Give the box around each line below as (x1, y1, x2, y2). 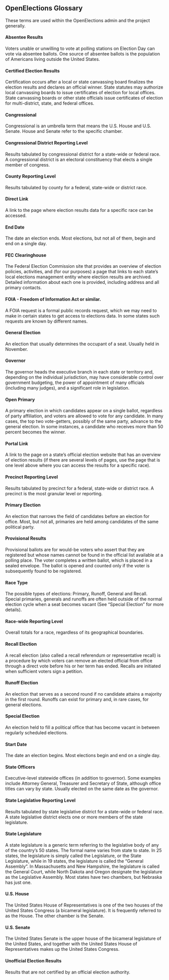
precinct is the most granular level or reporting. (5, 490, 103, 496)
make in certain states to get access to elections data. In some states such (5, 313, 160, 319)
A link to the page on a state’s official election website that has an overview (5, 451, 161, 458)
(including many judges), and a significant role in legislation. (5, 385, 130, 391)
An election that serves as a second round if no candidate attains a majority (5, 691, 162, 697)
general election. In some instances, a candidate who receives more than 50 (5, 424, 163, 430)
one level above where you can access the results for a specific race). (5, 463, 151, 469)
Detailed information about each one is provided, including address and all (5, 279, 159, 285)
